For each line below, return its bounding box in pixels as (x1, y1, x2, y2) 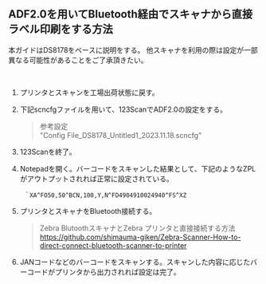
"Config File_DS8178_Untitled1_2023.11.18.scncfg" (39, 130, 202, 140)
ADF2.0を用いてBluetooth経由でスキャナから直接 (8, 7, 253, 22)
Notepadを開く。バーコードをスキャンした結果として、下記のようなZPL (19, 164, 256, 173)
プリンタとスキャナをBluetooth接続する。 (19, 206, 157, 215)
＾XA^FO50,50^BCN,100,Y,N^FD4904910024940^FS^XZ (23, 191, 187, 199)
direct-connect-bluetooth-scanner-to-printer (39, 240, 187, 250)
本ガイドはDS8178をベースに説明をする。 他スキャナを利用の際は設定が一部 (8, 45, 259, 54)
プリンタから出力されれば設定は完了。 (54, 266, 181, 277)
